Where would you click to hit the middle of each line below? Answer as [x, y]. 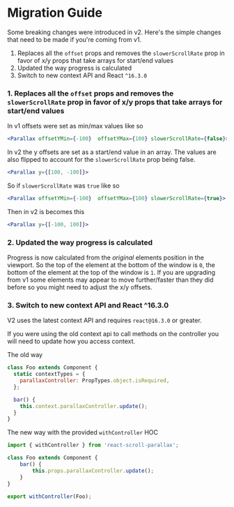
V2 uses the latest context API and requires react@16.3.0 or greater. [104, 320]
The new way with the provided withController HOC [83, 432]
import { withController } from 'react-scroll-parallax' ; [93, 445]
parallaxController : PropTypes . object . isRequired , [95, 381]
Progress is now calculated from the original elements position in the [106, 258]
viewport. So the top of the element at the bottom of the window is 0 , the [111, 265]
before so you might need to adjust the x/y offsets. [80, 287]
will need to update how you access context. [71, 341]
